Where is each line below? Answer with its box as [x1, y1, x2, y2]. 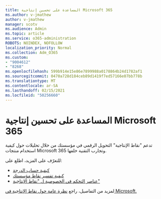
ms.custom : [5, 54, 29, 60]
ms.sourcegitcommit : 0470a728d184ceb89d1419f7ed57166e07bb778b [5, 74, 143, 79]
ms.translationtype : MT [5, 78, 56, 83]
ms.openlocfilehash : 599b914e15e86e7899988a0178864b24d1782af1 [5, 69, 143, 74]
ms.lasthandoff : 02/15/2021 [5, 88, 65, 93]
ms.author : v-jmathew [5, 12, 51, 17]
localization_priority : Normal [5, 45, 72, 50]
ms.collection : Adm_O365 [5, 50, 58, 55]
